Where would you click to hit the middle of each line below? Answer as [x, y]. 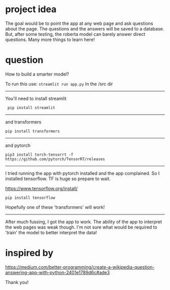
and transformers [23, 122]
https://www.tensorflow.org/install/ [41, 188]
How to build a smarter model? [37, 74]
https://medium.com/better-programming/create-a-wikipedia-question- [80, 267]
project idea [31, 9]
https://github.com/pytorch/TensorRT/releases [55, 159]
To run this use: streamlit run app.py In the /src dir [59, 84]
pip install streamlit [31, 107]
